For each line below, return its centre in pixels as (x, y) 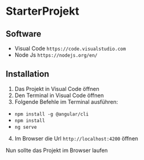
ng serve (26, 127)
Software (23, 34)
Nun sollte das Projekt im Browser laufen (57, 150)
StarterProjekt (43, 11)
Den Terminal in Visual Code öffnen (59, 95)
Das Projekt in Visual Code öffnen (57, 89)
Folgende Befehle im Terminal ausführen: (66, 101)
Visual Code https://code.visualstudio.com (70, 48)
